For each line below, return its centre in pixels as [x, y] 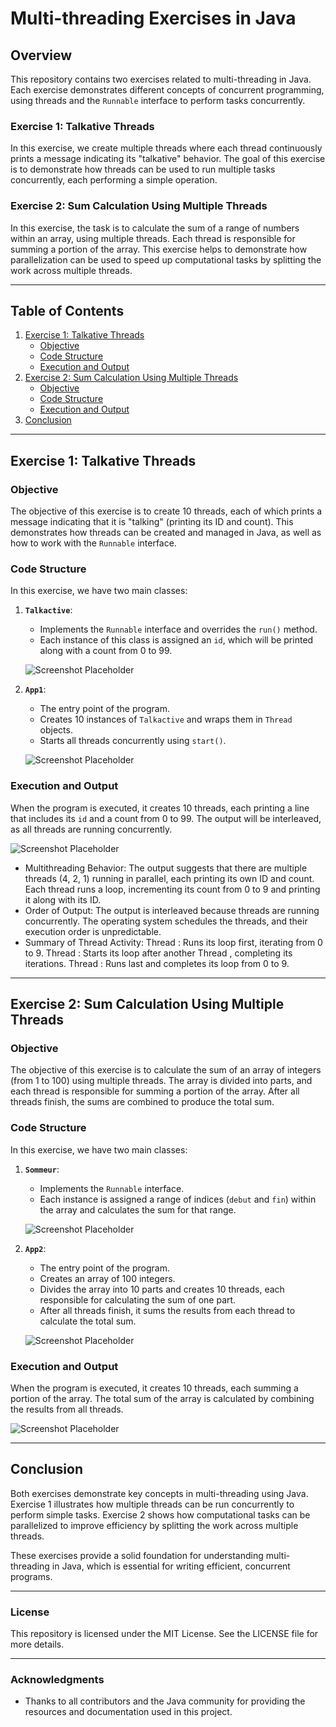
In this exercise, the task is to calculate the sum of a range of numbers [155, 228]
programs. [31, 1576]
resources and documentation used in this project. [128, 1712]
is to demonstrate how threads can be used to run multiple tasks [143, 169]
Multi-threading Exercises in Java [153, 18]
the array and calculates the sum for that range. [138, 1209]
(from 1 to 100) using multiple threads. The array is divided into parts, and [161, 1081]
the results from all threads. [67, 1409]
